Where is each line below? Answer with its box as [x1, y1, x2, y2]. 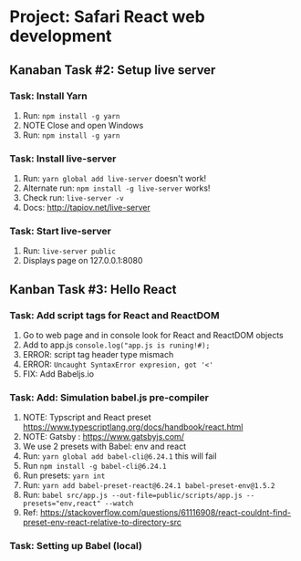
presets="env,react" [22, 499, 101, 508]
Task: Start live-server [9, 225, 111, 238]
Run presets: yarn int [22, 470, 106, 481]
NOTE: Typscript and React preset [22, 412, 151, 423]
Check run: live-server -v [22, 192, 125, 203]
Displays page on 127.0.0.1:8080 [22, 255, 143, 266]
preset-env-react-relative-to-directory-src [22, 517, 182, 528]
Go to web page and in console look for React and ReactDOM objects [22, 330, 285, 341]
